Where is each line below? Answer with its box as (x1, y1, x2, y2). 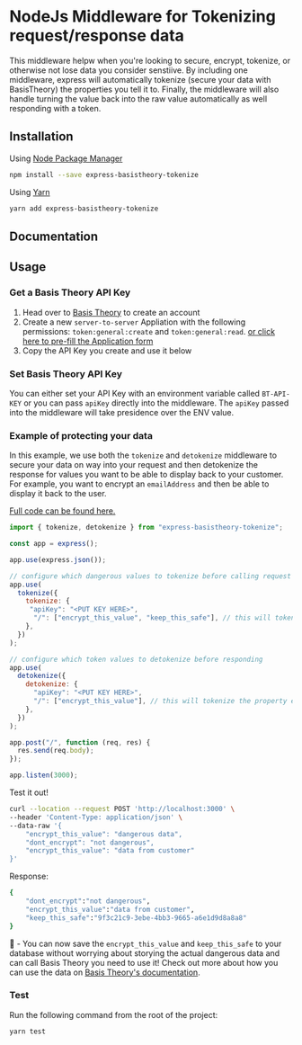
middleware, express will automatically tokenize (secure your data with (9, 74, 271, 85)
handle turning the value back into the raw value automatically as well (9, 93, 268, 104)
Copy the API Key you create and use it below (22, 344, 192, 356)
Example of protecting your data (9, 429, 153, 442)
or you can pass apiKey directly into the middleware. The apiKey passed (23, 397, 289, 408)
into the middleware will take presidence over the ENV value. (9, 406, 235, 417)
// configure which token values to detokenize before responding (9, 655, 263, 664)
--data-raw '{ (9, 821, 63, 830)
